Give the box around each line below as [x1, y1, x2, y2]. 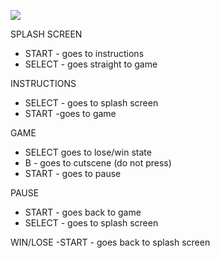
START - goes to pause [24, 168, 122, 179]
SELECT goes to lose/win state [24, 146, 152, 158]
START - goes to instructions [24, 48, 145, 59]
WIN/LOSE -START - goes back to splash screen [10, 236, 211, 248]
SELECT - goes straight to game [24, 58, 158, 70]
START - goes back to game [24, 206, 142, 218]
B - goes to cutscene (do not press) [24, 157, 172, 169]
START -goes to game [24, 108, 117, 119]
